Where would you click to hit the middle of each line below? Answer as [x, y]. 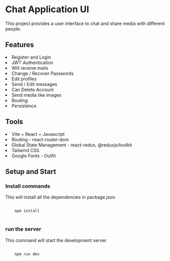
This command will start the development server [56, 240]
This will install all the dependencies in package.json [60, 197]
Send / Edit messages [35, 84]
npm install [27, 211]
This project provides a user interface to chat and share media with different [85, 23]
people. [13, 28]
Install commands [28, 186]
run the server [23, 229]
